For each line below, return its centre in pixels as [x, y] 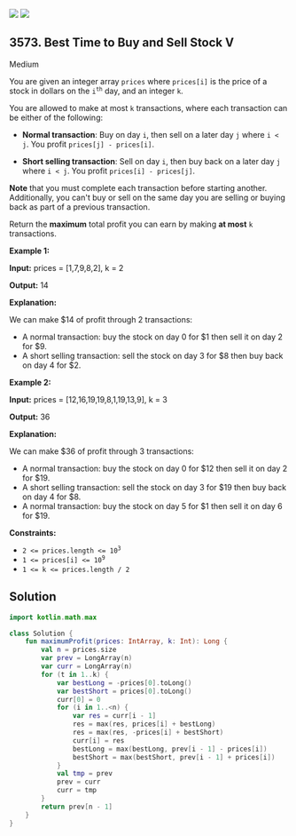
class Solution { [41, 633]
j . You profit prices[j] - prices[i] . [88, 144]
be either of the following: [56, 117]
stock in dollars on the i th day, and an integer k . [96, 91]
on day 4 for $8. [51, 497]
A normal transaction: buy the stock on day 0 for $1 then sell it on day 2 [152, 337]
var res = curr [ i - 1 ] [114, 716]
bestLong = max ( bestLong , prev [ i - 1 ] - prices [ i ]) [170, 749]
